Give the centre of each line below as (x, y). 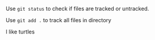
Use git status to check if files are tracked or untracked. (77, 9)
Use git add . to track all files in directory (59, 20)
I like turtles (20, 32)
